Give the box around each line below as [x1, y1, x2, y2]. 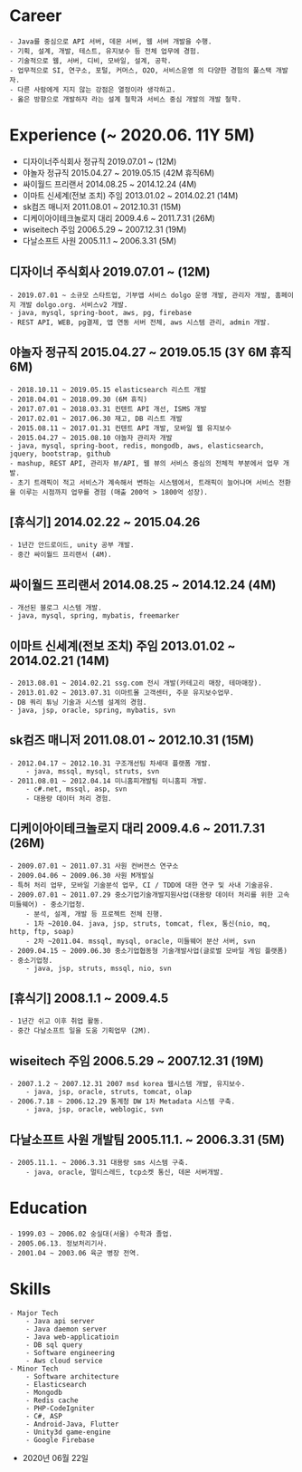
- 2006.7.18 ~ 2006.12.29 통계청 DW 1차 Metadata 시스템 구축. [9, 1097, 236, 1106]
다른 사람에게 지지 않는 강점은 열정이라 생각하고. [17, 85, 176, 94]
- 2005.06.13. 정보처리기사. [9, 1238, 109, 1248]
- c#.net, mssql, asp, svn [25, 784, 127, 794]
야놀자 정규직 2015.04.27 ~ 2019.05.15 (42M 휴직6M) [22, 167, 215, 178]
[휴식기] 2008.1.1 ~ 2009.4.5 [9, 990, 169, 1005]
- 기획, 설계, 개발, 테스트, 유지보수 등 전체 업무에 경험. [9, 46, 201, 55]
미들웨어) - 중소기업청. [9, 900, 86, 909]
